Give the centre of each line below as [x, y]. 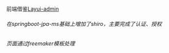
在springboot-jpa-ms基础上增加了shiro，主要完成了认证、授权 [84, 23]
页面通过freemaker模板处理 [40, 43]
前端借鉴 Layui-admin [33, 9]
